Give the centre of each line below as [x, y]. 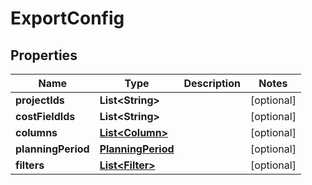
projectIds [40, 100]
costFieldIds [45, 116]
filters [30, 165]
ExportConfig [67, 18]
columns [36, 132]
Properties [44, 55]
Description [212, 83]
